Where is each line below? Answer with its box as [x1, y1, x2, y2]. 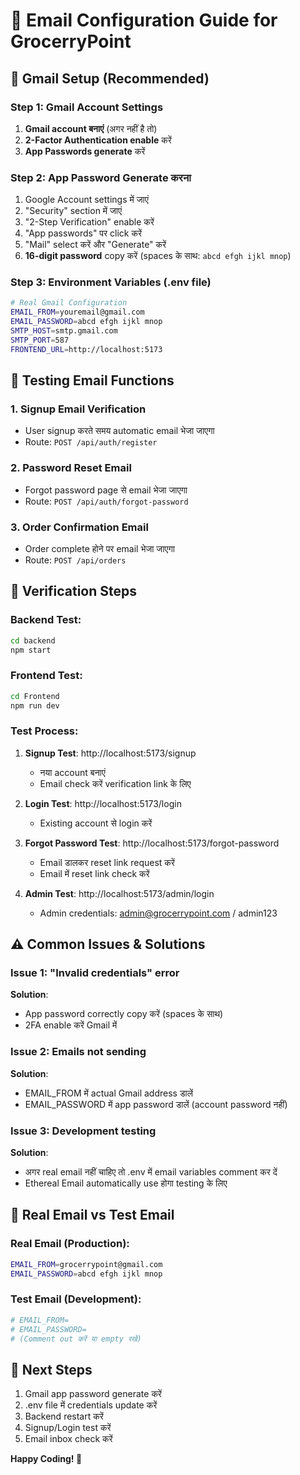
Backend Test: [10, 613, 82, 627]
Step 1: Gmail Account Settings [10, 100, 164, 114]
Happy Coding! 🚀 [10, 1453, 83, 1465]
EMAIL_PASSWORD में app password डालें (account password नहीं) [24, 1098, 288, 1110]
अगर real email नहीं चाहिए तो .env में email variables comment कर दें [24, 1166, 278, 1178]
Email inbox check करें [24, 1433, 113, 1445]
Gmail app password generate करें [24, 1388, 162, 1400]
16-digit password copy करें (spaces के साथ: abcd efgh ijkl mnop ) [24, 250, 292, 262]
